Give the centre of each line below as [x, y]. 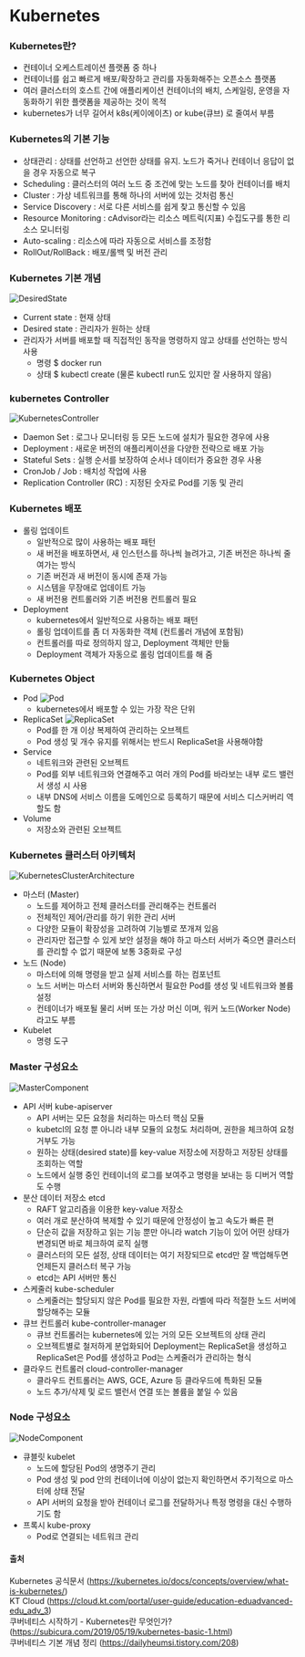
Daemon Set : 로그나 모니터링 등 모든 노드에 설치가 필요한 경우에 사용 [146, 437]
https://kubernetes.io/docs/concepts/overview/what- [189, 1581]
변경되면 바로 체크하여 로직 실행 [92, 1243]
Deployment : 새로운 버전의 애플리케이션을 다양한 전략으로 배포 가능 [143, 449]
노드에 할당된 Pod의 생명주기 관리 [96, 1468]
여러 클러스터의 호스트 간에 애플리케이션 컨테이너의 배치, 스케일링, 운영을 [151, 90]
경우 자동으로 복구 [64, 172]
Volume [37, 818]
